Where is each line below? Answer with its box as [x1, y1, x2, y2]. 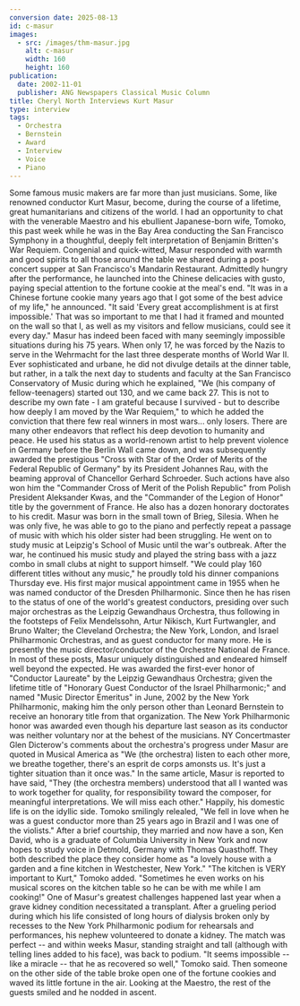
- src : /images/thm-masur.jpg [17, 38, 130, 47]
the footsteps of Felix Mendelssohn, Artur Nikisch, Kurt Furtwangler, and [9, 615, 276, 627]
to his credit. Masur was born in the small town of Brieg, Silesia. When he [9, 512, 279, 522]
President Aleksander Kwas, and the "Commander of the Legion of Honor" [9, 492, 284, 503]
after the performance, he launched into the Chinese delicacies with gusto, [9, 273, 286, 284]
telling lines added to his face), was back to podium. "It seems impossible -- [9, 949, 290, 959]
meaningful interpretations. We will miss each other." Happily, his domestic [9, 796, 285, 807]
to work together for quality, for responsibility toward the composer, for [9, 787, 272, 798]
